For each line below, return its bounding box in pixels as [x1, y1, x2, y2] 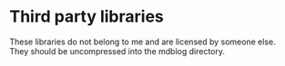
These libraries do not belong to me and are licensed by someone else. [9, 36, 276, 47]
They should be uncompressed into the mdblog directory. [9, 45, 226, 56]
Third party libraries [9, 6, 164, 27]
